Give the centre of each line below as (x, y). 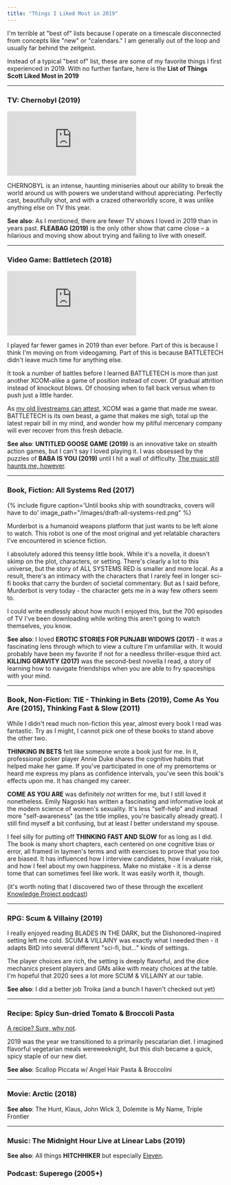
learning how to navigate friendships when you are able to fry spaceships (111, 668)
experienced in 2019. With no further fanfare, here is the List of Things (107, 68)
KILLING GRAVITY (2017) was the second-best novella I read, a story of (109, 661)
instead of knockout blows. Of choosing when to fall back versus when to (111, 388)
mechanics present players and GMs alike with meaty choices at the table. (112, 969)
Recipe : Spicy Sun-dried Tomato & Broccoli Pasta (91, 1014)
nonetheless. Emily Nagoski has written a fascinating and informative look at (115, 801)
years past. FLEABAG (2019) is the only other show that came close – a (108, 228)
